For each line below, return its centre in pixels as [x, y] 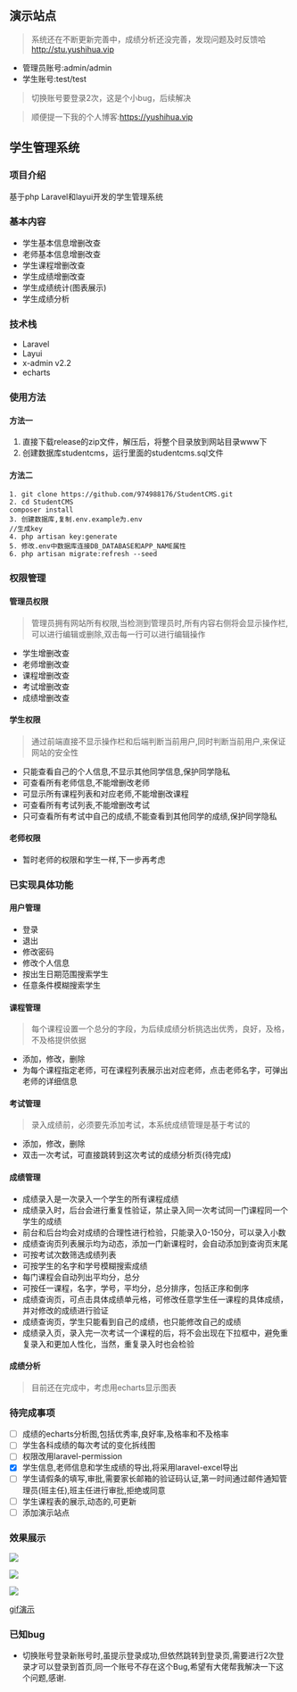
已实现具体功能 [41, 885]
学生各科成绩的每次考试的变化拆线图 [89, 1446]
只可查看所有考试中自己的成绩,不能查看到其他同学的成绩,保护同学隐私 [149, 816]
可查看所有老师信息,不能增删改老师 [86, 782]
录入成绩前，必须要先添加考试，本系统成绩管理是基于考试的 [140, 1125]
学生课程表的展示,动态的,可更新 [79, 1501]
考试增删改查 [45, 687]
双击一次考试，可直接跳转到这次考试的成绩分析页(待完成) [127, 1155]
